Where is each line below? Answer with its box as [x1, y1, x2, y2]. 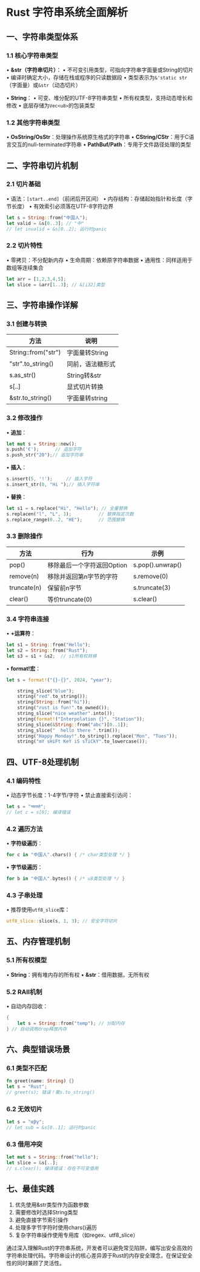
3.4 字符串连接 [6, 615, 50, 623]
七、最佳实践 [6, 1183, 55, 1194]
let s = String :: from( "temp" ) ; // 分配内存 [17, 1020, 125, 1026]
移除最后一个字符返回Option [47, 561, 128, 569]
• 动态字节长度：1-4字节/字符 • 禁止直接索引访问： [6, 792, 133, 799]
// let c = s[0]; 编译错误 [6, 809, 71, 815]
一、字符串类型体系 [6, 32, 78, 42]
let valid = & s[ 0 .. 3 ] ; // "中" [6, 220, 85, 226]
